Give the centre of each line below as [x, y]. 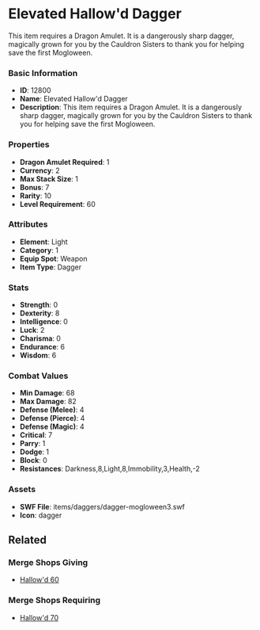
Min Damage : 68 [47, 393]
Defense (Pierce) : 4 [52, 418]
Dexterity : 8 [40, 313]
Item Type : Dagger [50, 267]
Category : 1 [39, 250]
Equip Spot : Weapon [53, 258]
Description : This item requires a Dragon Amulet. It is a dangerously [131, 107]
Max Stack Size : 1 [49, 178]
